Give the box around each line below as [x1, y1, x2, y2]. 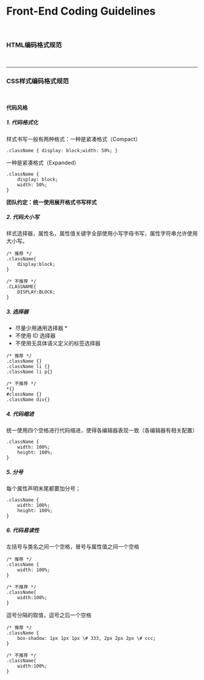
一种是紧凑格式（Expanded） [6, 159, 80, 166]
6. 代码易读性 [6, 526, 39, 533]
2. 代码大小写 [6, 213, 39, 221]
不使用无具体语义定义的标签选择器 [15, 339, 101, 347]
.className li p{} [6, 369, 53, 375]
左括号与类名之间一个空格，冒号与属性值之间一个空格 [6, 543, 140, 550]
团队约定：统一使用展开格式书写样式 [6, 198, 97, 206]
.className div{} [6, 397, 50, 403]
